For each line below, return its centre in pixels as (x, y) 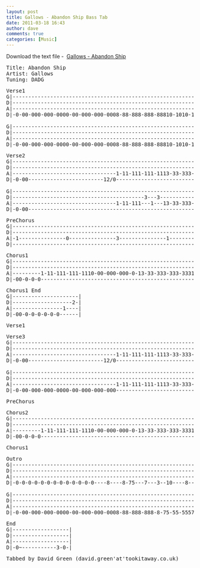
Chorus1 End (24, 291)
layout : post (22, 12)
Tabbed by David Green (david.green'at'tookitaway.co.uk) (93, 559)
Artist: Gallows (30, 74)
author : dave (22, 28)
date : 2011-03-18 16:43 (36, 23)
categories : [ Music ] (32, 39)
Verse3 (16, 336)
